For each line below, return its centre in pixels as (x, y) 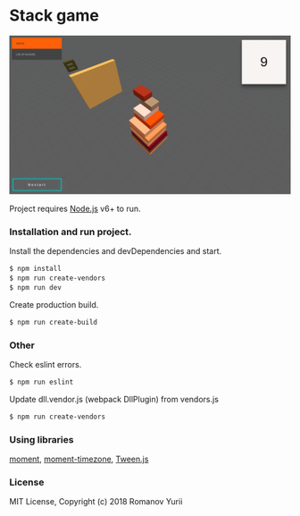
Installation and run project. (71, 232)
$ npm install (36, 269)
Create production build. (54, 304)
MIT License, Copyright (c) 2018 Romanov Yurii (96, 502)
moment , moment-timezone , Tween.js (79, 459)
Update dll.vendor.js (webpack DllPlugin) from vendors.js (114, 399)
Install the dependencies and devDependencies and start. (116, 251)
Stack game (54, 16)
